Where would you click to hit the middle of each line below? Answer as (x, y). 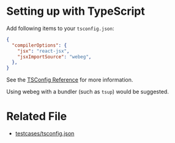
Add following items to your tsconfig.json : (60, 28)
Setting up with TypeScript (76, 11)
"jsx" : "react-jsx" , (43, 51)
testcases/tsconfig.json (45, 134)
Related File (37, 116)
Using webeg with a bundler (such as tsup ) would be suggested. (88, 92)
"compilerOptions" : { (39, 45)
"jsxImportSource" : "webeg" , (54, 56)
